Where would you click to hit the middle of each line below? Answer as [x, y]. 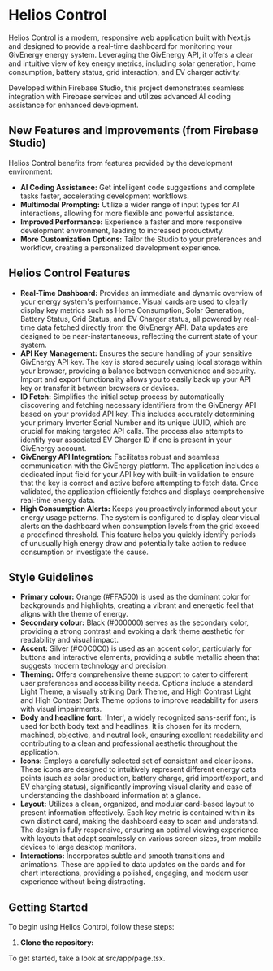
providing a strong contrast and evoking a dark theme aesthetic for [132, 631]
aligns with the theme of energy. [74, 614]
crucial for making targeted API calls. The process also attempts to [132, 431]
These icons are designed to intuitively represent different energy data [138, 769]
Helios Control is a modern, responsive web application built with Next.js [130, 37]
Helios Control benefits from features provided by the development [121, 163]
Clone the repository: [57, 943]
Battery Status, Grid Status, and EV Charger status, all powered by [131, 319]
